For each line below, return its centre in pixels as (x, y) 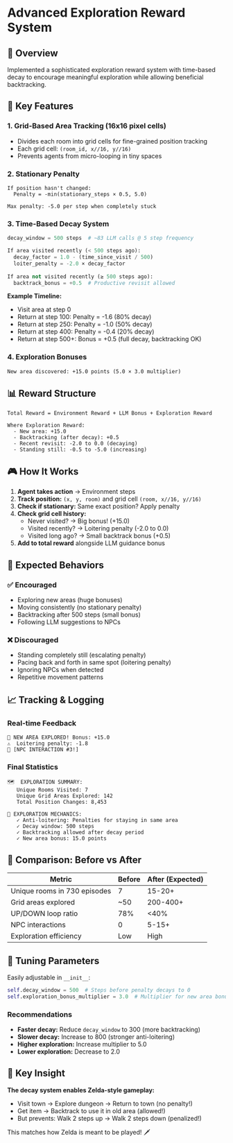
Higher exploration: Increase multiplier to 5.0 (82, 1044)
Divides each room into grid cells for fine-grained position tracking (112, 141)
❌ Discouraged (33, 639)
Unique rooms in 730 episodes (61, 891)
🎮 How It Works (43, 471)
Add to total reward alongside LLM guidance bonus (91, 543)
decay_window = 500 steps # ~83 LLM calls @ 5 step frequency (101, 238)
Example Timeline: (35, 296)
